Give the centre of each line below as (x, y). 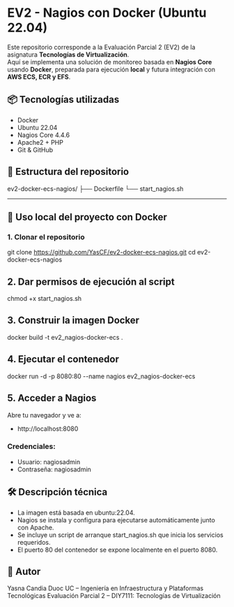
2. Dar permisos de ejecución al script (91, 281)
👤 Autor (24, 572)
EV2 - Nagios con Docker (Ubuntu (107, 13)
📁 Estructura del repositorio (68, 172)
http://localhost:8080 (48, 429)
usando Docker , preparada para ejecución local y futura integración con (111, 69)
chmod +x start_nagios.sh (45, 299)
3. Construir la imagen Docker (73, 321)
